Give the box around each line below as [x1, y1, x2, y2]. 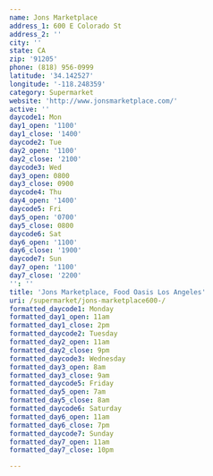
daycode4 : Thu [9, 188, 63, 197]
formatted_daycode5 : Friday [9, 379, 115, 388]
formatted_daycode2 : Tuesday [9, 329, 118, 338]
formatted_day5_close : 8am [9, 395, 110, 405]
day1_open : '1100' [9, 122, 78, 131]
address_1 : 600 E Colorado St [9, 21, 123, 30]
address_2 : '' [9, 30, 63, 38]
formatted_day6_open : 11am [9, 412, 110, 421]
